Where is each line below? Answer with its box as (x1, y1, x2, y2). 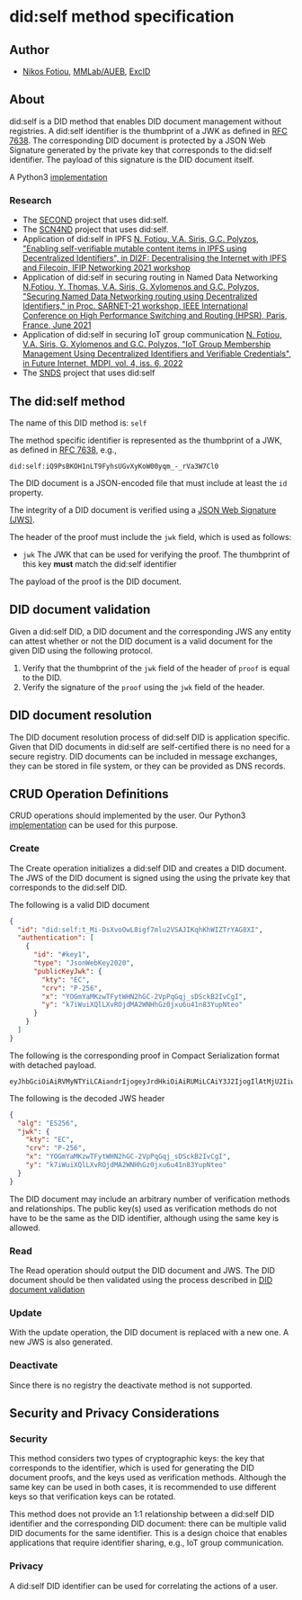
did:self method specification (9, 6, 235, 27)
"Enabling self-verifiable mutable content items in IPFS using (22, 243, 247, 254)
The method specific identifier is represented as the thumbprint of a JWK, (9, 435, 283, 445)
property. (9, 487, 44, 498)
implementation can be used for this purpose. (9, 820, 178, 831)
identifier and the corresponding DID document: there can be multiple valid (9, 1518, 287, 1529)
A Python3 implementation (9, 171, 108, 182)
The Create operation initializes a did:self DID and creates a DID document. (9, 862, 288, 874)
